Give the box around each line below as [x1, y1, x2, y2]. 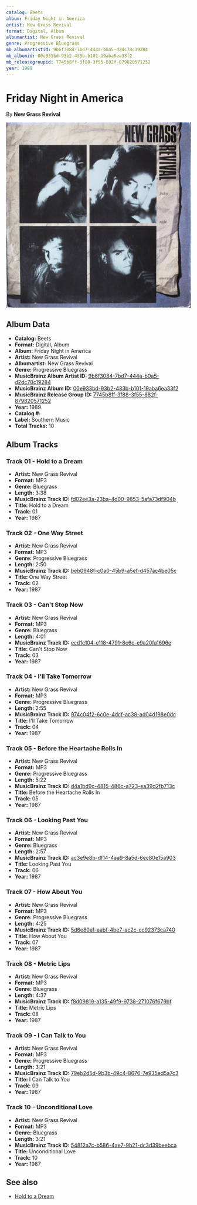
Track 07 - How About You [6, 888, 83, 896]
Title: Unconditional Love [14, 1147, 76, 1155]
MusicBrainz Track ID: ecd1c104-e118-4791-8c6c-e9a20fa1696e [14, 639, 172, 646]
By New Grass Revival [6, 111, 60, 118]
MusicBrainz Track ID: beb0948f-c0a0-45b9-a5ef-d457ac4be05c [14, 568, 177, 575]
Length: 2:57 [14, 848, 46, 855]
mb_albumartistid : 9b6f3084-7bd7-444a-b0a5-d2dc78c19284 [6, 47, 148, 53]
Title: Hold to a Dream [14, 502, 69, 509]
